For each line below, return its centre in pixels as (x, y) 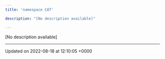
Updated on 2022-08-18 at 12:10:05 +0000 (49, 51)
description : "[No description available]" (50, 18)
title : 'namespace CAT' (29, 10)
